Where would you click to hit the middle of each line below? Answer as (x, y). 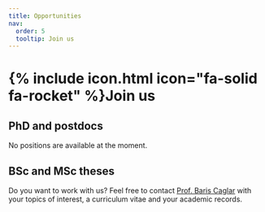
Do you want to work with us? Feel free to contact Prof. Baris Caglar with (130, 191)
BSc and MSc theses (62, 171)
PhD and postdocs (56, 125)
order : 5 (30, 31)
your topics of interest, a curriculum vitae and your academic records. (125, 199)
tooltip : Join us (45, 39)
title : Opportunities (45, 16)
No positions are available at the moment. (78, 145)
